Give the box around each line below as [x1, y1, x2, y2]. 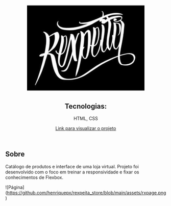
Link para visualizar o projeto [55, 125, 116, 131]
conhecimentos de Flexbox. [5, 174, 64, 181]
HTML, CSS [73, 115, 99, 121]
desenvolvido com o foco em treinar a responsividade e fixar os [5, 169, 139, 175]
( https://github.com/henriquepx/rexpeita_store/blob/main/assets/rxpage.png [5, 189, 166, 196]
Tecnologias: [64, 102, 107, 111]
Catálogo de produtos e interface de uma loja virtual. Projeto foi [5, 163, 139, 169]
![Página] [5, 184, 25, 190]
